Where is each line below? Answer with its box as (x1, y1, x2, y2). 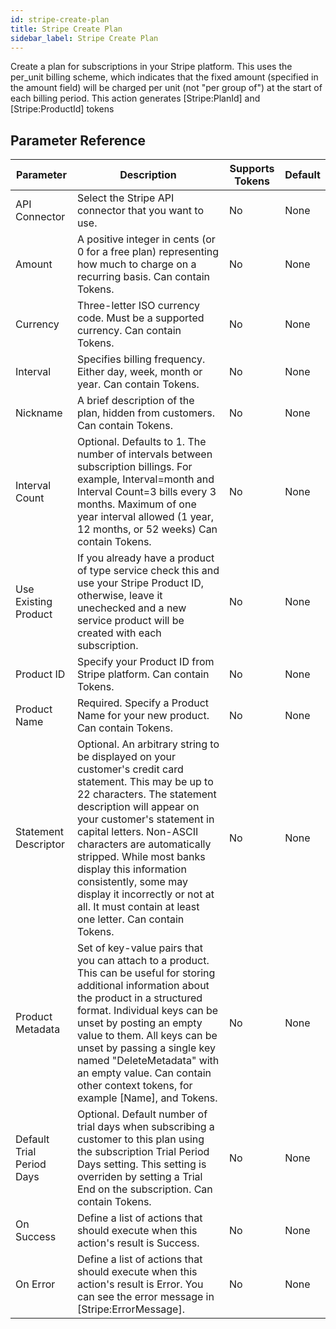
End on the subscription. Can (76, 1182, 213, 1196)
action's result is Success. (76, 1236, 200, 1250)
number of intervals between (76, 447, 213, 461)
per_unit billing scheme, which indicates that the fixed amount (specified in (10, 71, 319, 83)
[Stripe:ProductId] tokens (10, 103, 115, 115)
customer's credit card (76, 762, 184, 776)
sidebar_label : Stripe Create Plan (10, 33, 159, 43)
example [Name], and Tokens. (76, 1091, 218, 1105)
